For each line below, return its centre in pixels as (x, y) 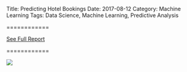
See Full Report (26, 39)
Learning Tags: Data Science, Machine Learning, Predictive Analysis (93, 15)
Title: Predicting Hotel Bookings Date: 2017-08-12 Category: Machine (94, 9)
